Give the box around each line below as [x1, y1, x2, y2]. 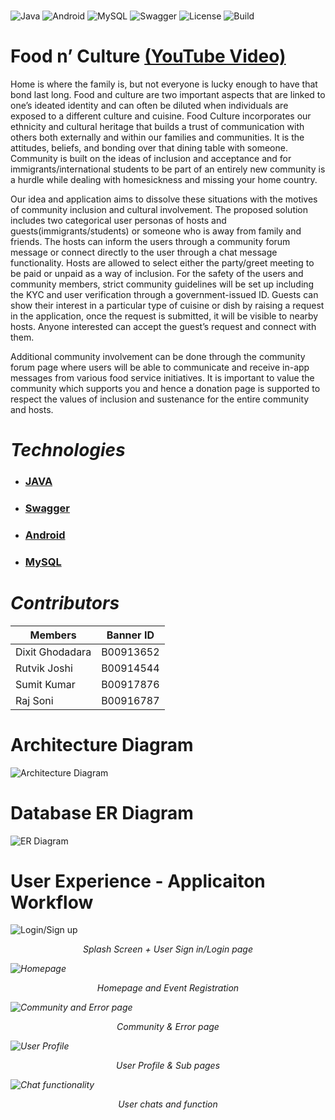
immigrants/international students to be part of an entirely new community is [10, 163, 326, 175]
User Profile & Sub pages [115, 1060, 221, 1072]
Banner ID [106, 628, 155, 642]
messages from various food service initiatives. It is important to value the [10, 371, 315, 384]
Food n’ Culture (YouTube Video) [10, 45, 287, 68]
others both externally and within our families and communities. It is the [10, 131, 305, 143]
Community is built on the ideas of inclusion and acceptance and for [10, 152, 292, 164]
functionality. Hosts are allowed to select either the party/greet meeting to [10, 256, 315, 269]
